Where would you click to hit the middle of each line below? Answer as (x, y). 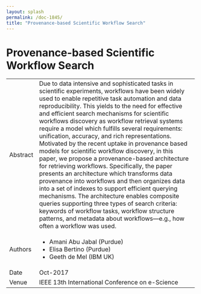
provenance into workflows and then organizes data (112, 181)
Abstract (21, 155)
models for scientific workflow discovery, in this (106, 151)
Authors (20, 250)
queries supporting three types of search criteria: (108, 203)
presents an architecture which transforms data (106, 173)
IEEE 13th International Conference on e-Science (108, 283)
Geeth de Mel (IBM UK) (82, 257)
